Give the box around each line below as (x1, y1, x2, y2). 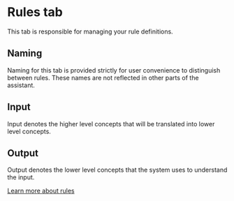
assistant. (7, 81, 35, 89)
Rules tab (7, 4, 63, 20)
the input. (7, 173, 35, 181)
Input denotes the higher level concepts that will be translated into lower (7, 119, 215, 128)
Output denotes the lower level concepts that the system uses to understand (7, 165, 228, 174)
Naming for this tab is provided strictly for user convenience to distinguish (7, 66, 221, 74)
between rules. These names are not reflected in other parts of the (7, 73, 199, 82)
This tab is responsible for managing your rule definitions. (7, 27, 173, 36)
